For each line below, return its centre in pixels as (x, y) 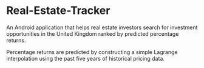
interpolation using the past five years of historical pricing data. (86, 58)
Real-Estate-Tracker (58, 11)
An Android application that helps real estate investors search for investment (102, 27)
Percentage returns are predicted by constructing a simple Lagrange (92, 52)
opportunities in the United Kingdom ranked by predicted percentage (93, 33)
